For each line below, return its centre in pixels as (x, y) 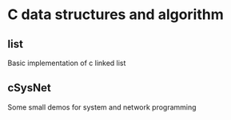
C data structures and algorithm (116, 15)
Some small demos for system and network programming (102, 107)
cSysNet (29, 88)
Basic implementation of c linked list (67, 63)
